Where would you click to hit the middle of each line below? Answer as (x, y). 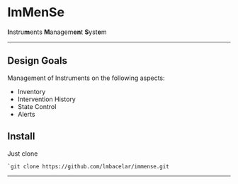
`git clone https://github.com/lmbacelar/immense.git (89, 166)
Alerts (26, 114)
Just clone (23, 154)
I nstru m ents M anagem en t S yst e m (57, 32)
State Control (37, 106)
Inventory (32, 91)
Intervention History (46, 99)
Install (21, 136)
